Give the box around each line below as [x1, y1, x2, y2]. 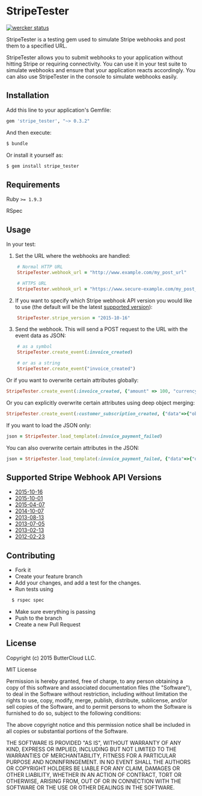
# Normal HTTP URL [17, 264, 63, 270]
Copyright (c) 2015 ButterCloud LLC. [6, 654, 96, 661]
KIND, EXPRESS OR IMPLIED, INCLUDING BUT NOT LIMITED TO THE [6, 745, 177, 753]
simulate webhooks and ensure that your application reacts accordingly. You [6, 66, 195, 73]
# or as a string [17, 360, 61, 366]
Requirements [6, 179, 60, 190]
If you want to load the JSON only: [6, 421, 91, 429]
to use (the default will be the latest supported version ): [14, 303, 153, 310]
